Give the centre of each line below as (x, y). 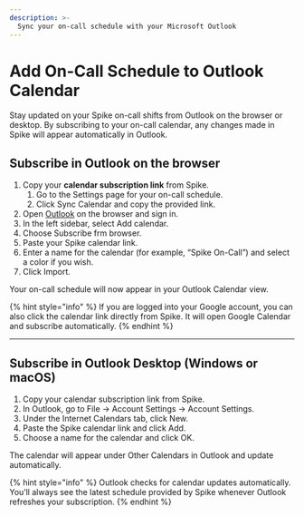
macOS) (33, 377)
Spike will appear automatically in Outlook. (89, 135)
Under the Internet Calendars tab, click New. (105, 419)
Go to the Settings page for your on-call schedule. (129, 195)
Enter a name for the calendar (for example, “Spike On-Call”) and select (156, 253)
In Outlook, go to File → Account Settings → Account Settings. (138, 409)
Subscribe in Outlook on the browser (115, 163)
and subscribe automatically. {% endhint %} (91, 326)
